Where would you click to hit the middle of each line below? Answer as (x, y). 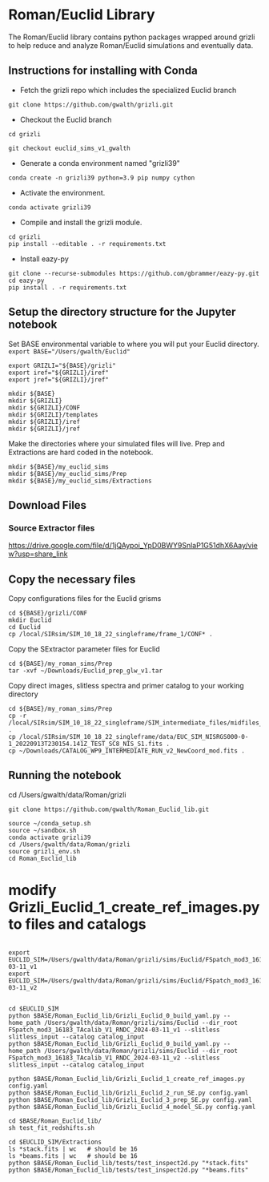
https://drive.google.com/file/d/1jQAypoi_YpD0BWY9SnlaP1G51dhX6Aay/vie (133, 546)
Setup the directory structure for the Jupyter (122, 312)
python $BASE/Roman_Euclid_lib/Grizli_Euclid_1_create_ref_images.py (127, 1079)
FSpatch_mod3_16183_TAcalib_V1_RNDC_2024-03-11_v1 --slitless (114, 1030)
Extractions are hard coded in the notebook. (81, 452)
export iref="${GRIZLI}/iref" (59, 373)
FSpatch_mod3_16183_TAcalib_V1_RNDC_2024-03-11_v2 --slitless (114, 1058)
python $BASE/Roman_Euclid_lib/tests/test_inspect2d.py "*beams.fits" (128, 1170)
